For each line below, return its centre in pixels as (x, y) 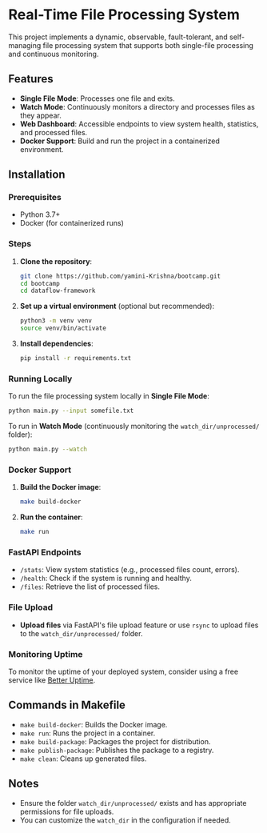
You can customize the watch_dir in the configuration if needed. (125, 820)
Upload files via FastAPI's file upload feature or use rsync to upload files (139, 625)
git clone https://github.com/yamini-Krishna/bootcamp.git (120, 276)
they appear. (40, 115)
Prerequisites (35, 198)
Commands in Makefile (67, 705)
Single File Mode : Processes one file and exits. (98, 98)
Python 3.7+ (40, 214)
